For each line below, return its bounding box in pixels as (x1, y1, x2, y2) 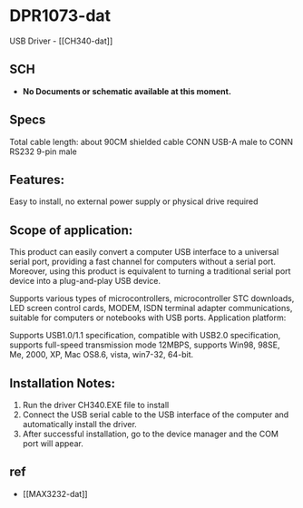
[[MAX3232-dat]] (22, 488, 88, 499)
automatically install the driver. (22, 419, 138, 429)
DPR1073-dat (9, 5, 112, 26)
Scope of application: (9, 222, 133, 238)
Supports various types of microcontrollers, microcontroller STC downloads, (9, 293, 295, 304)
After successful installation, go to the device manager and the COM (22, 428, 279, 439)
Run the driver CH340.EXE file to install (22, 400, 170, 410)
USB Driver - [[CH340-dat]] (9, 35, 113, 46)
